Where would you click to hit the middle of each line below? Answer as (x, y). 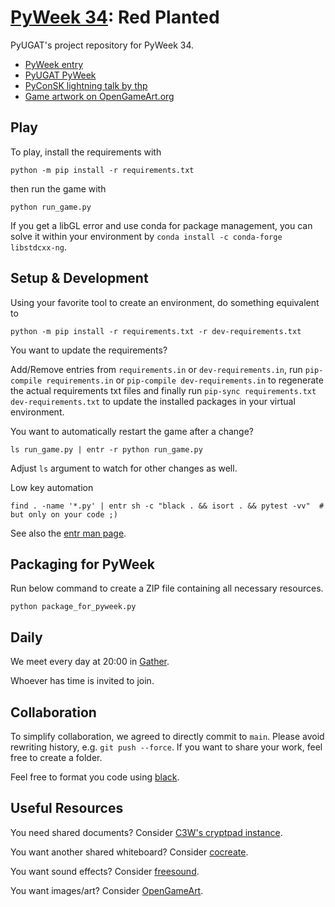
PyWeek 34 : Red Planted (115, 17)
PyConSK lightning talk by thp (86, 85)
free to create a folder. (56, 757)
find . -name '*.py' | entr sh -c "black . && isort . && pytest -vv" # (167, 506)
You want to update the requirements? (89, 350)
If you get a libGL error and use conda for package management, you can (161, 225)
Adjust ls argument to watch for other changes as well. (124, 468)
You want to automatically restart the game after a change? (132, 431)
